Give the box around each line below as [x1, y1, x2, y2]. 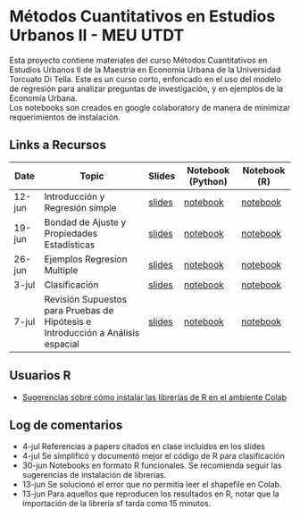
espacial [44, 338, 80, 350]
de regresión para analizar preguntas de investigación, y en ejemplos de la [9, 83, 284, 94]
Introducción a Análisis [44, 326, 140, 338]
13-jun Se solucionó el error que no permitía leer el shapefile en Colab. [21, 479, 282, 490]
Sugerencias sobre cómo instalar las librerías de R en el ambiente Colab [21, 391, 287, 403]
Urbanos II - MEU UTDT [9, 25, 185, 46]
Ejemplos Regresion [44, 253, 128, 265]
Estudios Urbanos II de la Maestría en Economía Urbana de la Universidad [9, 64, 281, 75]
